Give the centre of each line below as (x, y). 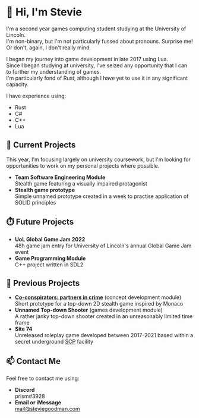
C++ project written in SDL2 (49, 265)
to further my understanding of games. (54, 71)
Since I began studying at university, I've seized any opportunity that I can (97, 65)
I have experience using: (36, 96)
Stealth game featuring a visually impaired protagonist (81, 183)
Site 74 (23, 329)
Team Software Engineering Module (60, 177)
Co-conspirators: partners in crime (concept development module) (98, 297)
